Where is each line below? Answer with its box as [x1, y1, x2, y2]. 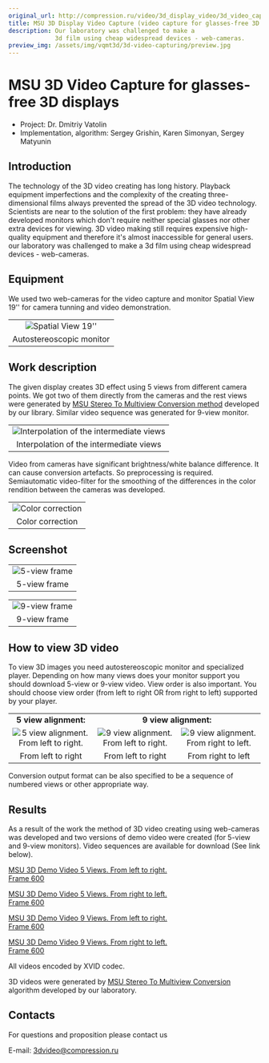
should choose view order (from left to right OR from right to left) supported [8, 688, 258, 697]
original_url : [8, 11, 56, 20]
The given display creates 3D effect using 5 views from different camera [8, 382, 247, 391]
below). [8, 849, 34, 859]
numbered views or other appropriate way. [8, 779, 150, 790]
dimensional [8, 198, 49, 208]
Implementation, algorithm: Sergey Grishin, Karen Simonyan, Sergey [19, 128, 245, 138]
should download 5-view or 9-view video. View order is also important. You [8, 679, 257, 689]
